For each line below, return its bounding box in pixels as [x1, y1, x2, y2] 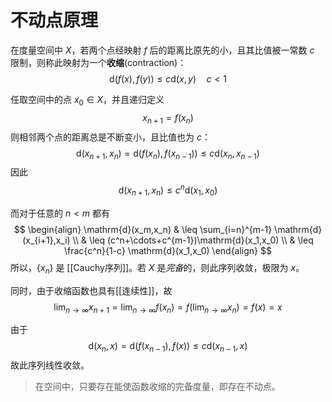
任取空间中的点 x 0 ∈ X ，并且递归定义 [10, 93, 165, 108]
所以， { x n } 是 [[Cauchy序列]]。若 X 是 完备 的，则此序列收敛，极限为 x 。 [10, 261, 305, 276]
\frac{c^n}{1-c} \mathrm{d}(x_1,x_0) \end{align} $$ [64, 244, 272, 256]
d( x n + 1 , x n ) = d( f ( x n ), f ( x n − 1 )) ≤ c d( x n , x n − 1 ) [76, 147, 260, 161]
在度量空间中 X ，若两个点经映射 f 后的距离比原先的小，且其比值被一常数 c [10, 44, 315, 56]
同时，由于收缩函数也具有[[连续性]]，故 [10, 284, 173, 296]
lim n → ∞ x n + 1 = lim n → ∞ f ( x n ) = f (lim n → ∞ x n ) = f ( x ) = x [53, 301, 283, 315]
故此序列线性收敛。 [10, 359, 90, 371]
